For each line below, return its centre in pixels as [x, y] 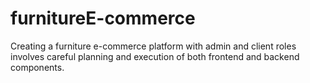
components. [37, 67]
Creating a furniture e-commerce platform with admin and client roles [153, 46]
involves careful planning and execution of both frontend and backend [155, 56]
